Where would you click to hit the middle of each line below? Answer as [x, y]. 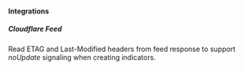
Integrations [29, 11]
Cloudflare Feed [35, 29]
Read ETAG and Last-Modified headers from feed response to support [122, 49]
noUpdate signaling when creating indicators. [82, 57]
